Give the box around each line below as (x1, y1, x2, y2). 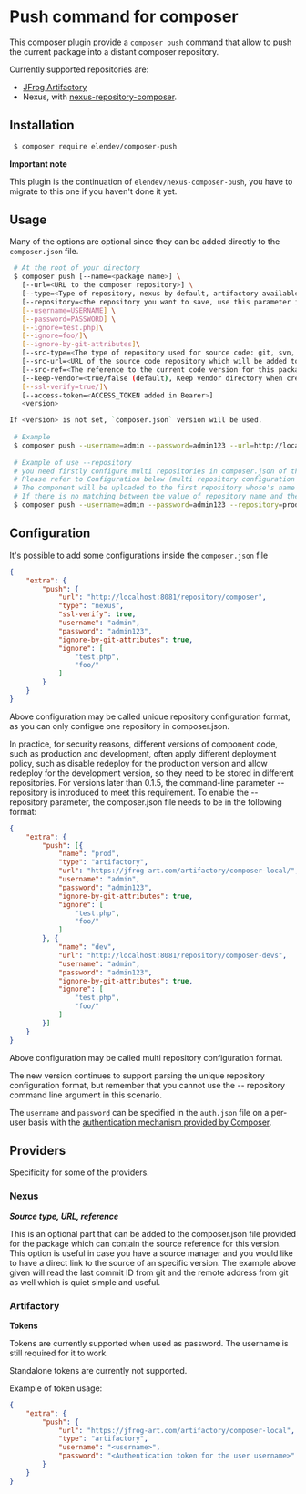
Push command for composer (9, 6, 239, 27)
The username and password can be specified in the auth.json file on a (9, 1107, 270, 1118)
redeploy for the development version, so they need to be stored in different (9, 768, 294, 778)
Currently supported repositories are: (9, 64, 149, 75)
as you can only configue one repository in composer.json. (9, 720, 230, 731)
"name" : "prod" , (57, 850, 120, 859)
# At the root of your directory (13, 263, 141, 273)
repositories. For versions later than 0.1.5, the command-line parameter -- (9, 777, 285, 788)
